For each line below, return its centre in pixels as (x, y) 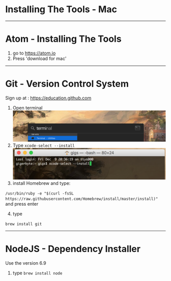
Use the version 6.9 (26, 263)
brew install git (24, 224)
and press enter (22, 204)
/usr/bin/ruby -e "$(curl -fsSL (39, 193)
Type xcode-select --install (44, 146)
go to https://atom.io (34, 53)
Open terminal (27, 107)
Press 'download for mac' (39, 58)
